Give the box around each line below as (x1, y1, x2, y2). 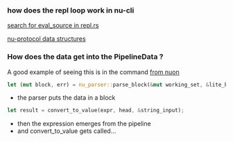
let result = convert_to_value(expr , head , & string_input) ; (7, 107, 185, 114)
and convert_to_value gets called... (17, 127, 116, 135)
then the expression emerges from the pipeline (17, 120, 151, 128)
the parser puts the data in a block (17, 94, 116, 102)
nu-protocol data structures (7, 35, 86, 43)
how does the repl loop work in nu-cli (7, 6, 135, 15)
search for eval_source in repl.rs (7, 21, 99, 30)
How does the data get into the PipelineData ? (7, 52, 164, 62)
